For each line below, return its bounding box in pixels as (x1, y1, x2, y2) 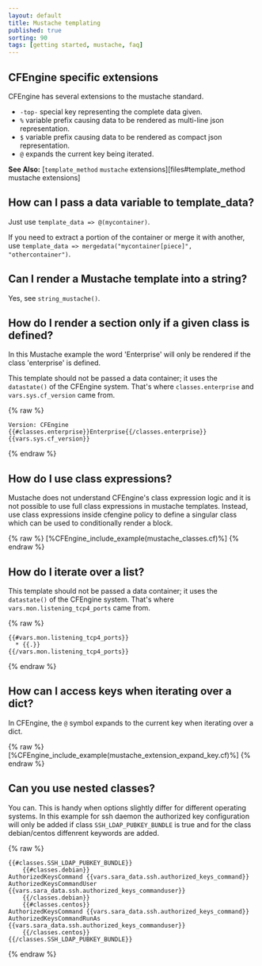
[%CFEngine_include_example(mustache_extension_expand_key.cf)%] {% (8, 750, 251, 760)
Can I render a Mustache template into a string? (8, 272, 248, 286)
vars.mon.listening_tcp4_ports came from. (8, 603, 150, 612)
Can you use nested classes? (8, 782, 156, 795)
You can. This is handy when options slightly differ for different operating (8, 802, 247, 812)
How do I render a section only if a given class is (8, 316, 250, 329)
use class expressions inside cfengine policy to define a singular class (8, 510, 237, 520)
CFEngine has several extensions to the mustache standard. (8, 91, 204, 101)
